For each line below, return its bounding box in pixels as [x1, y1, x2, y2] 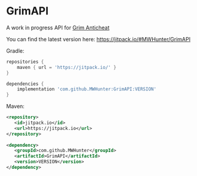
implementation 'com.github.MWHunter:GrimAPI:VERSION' [17, 86, 157, 92]
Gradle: [6, 47, 25, 54]
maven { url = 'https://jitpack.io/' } [17, 64, 117, 70]
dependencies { [6, 81, 44, 87]
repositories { [6, 59, 44, 65]
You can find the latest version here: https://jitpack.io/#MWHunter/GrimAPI [6, 35, 190, 43]
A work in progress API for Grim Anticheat [6, 24, 110, 31]
